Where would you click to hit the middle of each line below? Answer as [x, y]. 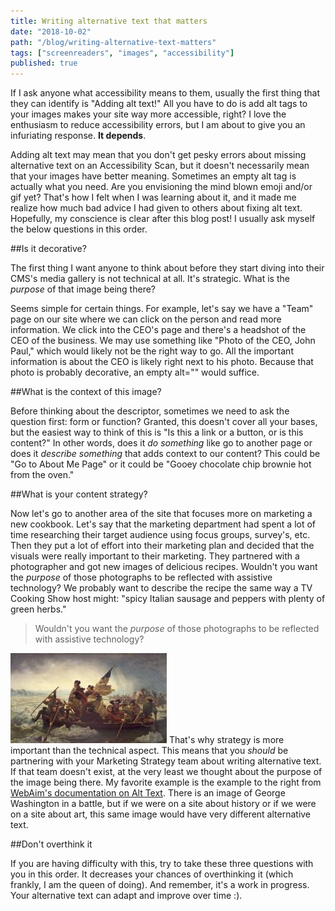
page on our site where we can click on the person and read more [146, 319]
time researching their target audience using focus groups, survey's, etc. [160, 535]
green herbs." [38, 609]
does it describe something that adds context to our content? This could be [165, 454]
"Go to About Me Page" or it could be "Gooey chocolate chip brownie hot [161, 464]
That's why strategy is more [226, 740]
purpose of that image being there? [83, 289]
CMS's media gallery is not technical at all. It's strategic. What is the [150, 279]
